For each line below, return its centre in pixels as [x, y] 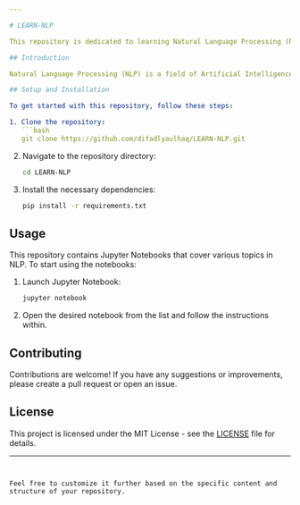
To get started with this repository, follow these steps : [121, 106]
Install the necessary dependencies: [89, 189]
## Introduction [39, 58]
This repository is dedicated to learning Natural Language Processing [145, 41]
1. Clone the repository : [57, 122]
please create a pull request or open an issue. [93, 384]
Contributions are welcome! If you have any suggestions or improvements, [146, 375]
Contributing [46, 353]
